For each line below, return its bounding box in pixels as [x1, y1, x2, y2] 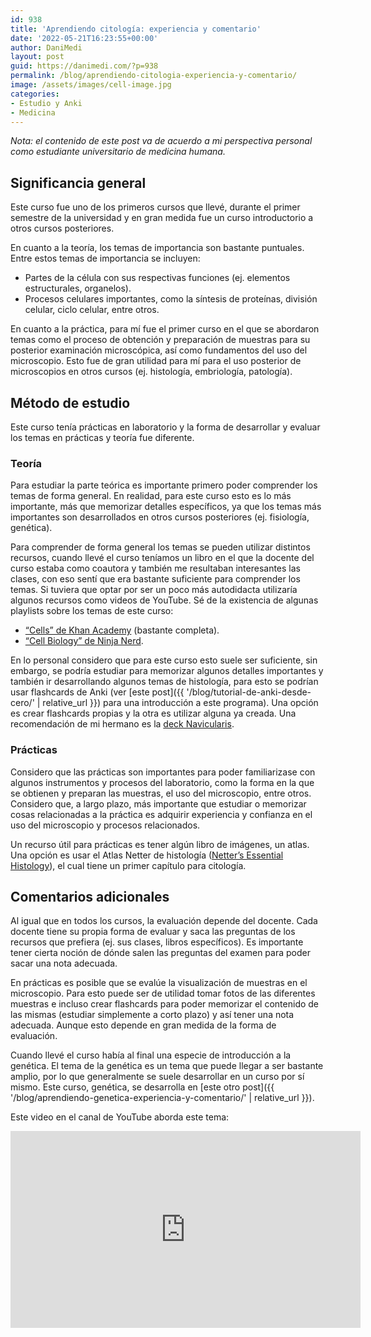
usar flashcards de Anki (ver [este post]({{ [10, 686, 185, 698]
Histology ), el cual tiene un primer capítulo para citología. [10, 859, 247, 871]
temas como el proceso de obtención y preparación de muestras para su [10, 334, 311, 346]
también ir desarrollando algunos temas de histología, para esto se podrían [10, 676, 319, 688]
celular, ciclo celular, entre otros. [24, 304, 160, 316]
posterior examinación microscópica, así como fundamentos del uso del [10, 344, 308, 356]
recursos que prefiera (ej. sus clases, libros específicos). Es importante [10, 936, 304, 948]
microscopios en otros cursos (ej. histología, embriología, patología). [10, 366, 293, 378]
